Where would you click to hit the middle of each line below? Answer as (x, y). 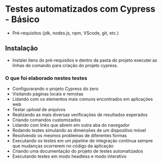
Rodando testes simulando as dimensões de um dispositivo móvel (79, 130)
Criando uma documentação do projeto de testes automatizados (78, 151)
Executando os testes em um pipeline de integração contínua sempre (82, 141)
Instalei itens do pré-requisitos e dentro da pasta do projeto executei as (85, 60)
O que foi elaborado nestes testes (46, 78)
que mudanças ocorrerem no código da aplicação (63, 146)
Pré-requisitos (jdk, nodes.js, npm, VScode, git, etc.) (65, 33)
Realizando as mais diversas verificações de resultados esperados (80, 115)
